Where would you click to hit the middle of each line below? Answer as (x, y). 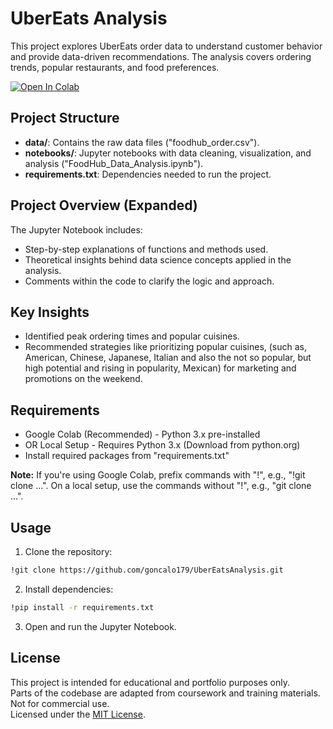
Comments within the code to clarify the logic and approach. (149, 281)
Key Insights (50, 312)
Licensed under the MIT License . (78, 714)
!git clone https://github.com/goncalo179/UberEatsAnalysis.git (147, 570)
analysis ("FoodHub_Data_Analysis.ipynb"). (114, 163)
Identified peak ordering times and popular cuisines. (132, 336)
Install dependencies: (69, 589)
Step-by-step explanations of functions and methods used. (146, 249)
